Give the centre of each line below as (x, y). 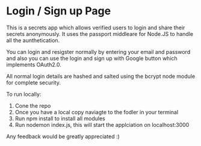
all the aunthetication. (33, 40)
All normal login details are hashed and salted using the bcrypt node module (101, 76)
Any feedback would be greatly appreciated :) (63, 136)
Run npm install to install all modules (60, 118)
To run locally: (24, 94)
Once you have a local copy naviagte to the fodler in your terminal (97, 112)
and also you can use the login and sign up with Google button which (92, 58)
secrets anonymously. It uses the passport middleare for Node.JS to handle (100, 34)
